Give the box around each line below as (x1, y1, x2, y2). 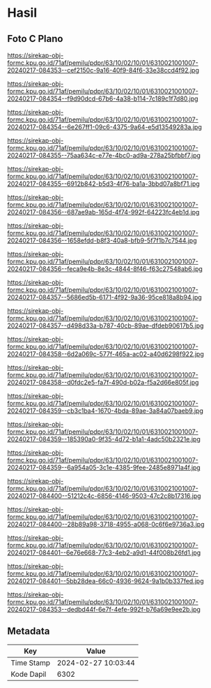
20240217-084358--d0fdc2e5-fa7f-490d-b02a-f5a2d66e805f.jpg (7, 379, 199, 386)
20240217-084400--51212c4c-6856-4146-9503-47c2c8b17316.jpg (7, 492, 201, 500)
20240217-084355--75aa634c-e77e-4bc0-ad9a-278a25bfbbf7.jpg (7, 152, 201, 159)
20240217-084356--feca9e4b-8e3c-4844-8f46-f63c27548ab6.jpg (7, 265, 203, 273)
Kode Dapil (10, 669, 47, 679)
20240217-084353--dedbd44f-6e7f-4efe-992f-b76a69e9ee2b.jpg (7, 606, 201, 613)
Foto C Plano (7, 33, 63, 45)
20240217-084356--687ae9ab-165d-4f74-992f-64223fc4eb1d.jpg (7, 208, 200, 216)
